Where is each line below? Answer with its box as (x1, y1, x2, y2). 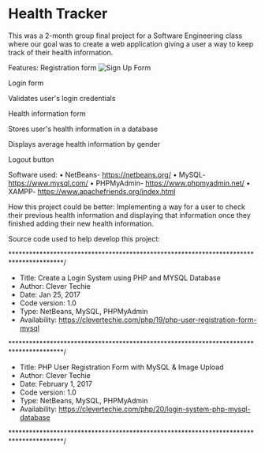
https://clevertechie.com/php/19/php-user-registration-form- (58, 315, 257, 324)
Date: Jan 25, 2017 (19, 290, 80, 299)
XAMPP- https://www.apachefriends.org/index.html (8, 186, 176, 196)
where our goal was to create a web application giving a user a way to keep (8, 39, 254, 48)
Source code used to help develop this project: (8, 234, 160, 243)
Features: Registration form (8, 62, 97, 72)
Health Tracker (8, 5, 108, 23)
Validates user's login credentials (8, 93, 116, 103)
